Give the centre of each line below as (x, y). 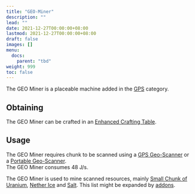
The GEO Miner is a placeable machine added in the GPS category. (88, 89)
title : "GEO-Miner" (30, 12)
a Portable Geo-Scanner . (36, 161)
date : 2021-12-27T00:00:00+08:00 (47, 28)
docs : (18, 56)
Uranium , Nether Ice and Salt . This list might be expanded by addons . (91, 185)
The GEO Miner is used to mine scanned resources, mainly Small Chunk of (97, 179)
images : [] (19, 45)
